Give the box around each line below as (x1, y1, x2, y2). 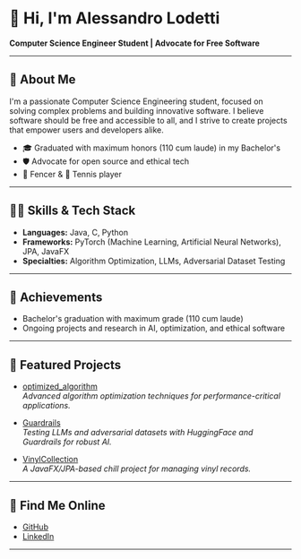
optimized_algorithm (21, 381, 99, 392)
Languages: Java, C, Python (21, 227, 128, 237)
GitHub (21, 521, 49, 532)
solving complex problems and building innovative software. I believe (9, 105, 264, 116)
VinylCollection (21, 454, 79, 465)
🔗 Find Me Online (9, 497, 106, 513)
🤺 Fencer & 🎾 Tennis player (21, 168, 123, 179)
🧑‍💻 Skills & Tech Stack (9, 203, 136, 219)
